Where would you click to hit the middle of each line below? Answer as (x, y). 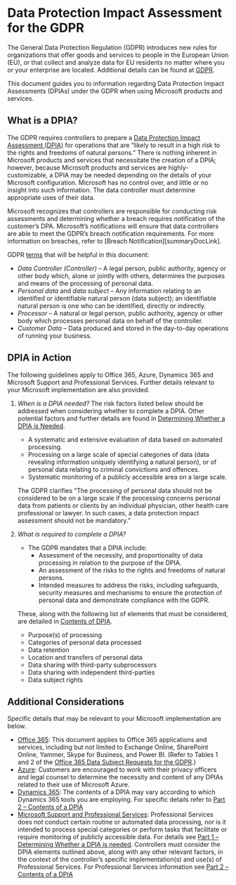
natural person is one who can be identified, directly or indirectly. (112, 306)
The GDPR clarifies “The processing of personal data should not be (115, 490)
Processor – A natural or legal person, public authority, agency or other (120, 313)
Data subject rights (55, 679)
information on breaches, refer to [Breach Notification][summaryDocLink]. (114, 241)
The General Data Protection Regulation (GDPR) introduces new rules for (112, 47)
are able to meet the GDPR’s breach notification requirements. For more (111, 233)
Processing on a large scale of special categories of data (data (118, 454)
